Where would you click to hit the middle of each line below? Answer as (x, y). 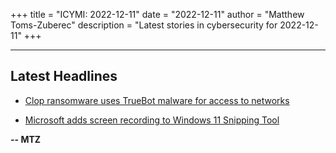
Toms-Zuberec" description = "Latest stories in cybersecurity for (144, 25)
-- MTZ (26, 139)
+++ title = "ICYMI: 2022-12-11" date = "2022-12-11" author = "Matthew (157, 14)
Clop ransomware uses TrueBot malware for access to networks (157, 100)
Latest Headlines (64, 76)
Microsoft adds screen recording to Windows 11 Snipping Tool (152, 120)
